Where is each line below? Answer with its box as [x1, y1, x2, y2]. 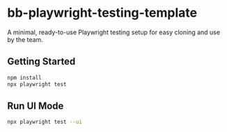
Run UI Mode [7, 100, 64, 112]
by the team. [7, 35, 43, 43]
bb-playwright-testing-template [7, 5, 197, 21]
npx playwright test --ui [7, 119, 82, 126]
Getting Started [7, 56, 76, 68]
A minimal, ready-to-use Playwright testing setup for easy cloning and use [7, 28, 221, 36]
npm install [7, 74, 42, 81]
